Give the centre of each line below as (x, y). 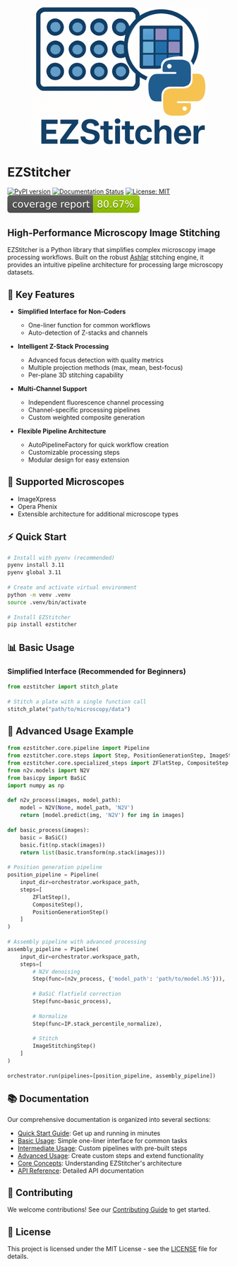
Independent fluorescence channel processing (96, 402)
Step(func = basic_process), (72, 1002)
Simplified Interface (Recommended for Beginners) (97, 671)
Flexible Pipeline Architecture (62, 431)
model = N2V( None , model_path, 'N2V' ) (77, 808)
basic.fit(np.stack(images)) (63, 845)
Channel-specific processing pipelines (84, 410)
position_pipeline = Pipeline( (53, 875)
